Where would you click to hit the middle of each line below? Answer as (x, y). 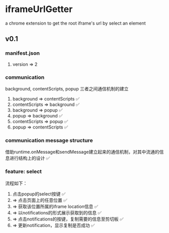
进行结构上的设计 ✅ (30, 158)
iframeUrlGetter (39, 9)
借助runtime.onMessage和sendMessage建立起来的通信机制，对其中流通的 (82, 152)
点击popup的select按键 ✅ (39, 194)
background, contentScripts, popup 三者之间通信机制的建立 (67, 88)
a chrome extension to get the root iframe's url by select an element (75, 23)
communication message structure (49, 140)
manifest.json (23, 53)
